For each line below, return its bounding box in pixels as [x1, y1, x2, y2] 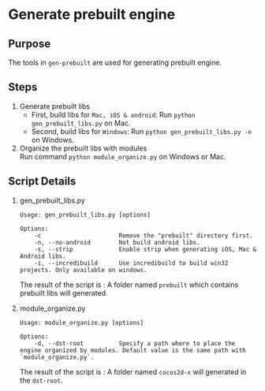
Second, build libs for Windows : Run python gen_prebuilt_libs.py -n [31, 126, 252, 136]
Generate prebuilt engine [8, 6, 176, 24]
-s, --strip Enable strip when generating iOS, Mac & [34, 245, 257, 253]
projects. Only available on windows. [19, 266, 147, 274]
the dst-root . [19, 375, 63, 385]
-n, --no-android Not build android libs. [34, 238, 200, 246]
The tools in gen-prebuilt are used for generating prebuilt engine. [8, 58, 222, 67]
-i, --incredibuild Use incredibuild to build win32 [34, 259, 229, 267]
